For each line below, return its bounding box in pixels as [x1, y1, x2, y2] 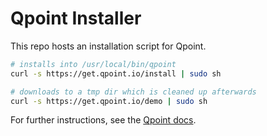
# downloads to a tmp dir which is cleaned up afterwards [10, 87, 257, 97]
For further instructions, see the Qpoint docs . [10, 114, 197, 126]
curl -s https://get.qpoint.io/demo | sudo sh [10, 96, 208, 106]
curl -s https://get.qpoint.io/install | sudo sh [10, 68, 222, 79]
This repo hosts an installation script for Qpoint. [10, 40, 207, 52]
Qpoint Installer [10, 7, 142, 30]
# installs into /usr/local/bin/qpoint [10, 59, 177, 69]
